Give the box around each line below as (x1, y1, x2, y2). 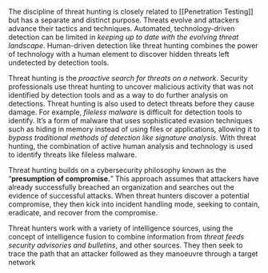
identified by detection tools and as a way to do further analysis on (8, 90, 229, 99)
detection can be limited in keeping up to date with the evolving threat (8, 32, 239, 42)
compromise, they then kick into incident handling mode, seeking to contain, (8, 199, 260, 209)
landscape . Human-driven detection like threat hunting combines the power (8, 41, 258, 50)
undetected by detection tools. (8, 58, 110, 67)
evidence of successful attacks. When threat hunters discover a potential (8, 191, 250, 200)
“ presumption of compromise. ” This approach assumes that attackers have (8, 174, 260, 183)
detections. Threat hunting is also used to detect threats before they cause (8, 99, 254, 108)
